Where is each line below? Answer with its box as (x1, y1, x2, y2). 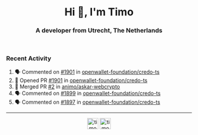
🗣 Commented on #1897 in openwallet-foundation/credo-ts (14, 98, 160, 106)
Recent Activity (6, 54, 52, 62)
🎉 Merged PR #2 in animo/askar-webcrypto (14, 83, 120, 90)
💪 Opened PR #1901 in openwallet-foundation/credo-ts (14, 77, 148, 84)
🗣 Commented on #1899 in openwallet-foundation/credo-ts (14, 90, 161, 97)
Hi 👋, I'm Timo (64, 5, 134, 19)
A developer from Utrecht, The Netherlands (35, 27, 163, 35)
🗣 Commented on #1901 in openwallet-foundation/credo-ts (14, 68, 160, 75)
